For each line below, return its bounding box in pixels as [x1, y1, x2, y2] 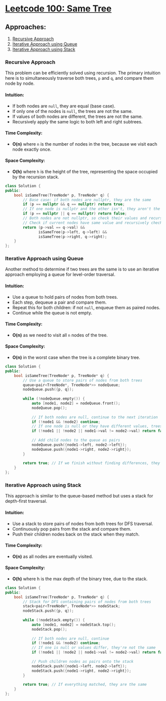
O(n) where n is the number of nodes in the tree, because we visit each [12, 141, 158, 147]
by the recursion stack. [12, 174, 59, 180]
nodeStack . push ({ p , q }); [23, 608, 74, 613]
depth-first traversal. [5, 498, 47, 504]
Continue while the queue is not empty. [12, 310, 92, 316]
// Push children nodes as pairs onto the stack [31, 659, 134, 664]
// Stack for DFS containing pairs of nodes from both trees [23, 599, 152, 604]
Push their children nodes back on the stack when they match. [12, 531, 140, 537]
